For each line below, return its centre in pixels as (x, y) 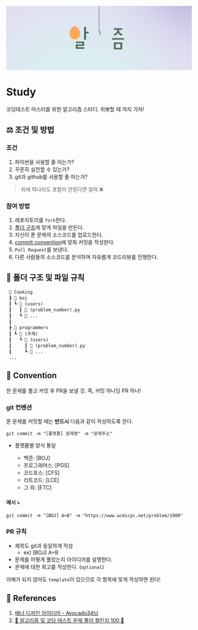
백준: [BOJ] (37, 458)
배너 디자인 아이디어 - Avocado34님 (57, 613)
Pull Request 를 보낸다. (42, 250)
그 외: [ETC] (37, 488)
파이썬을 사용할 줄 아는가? (44, 162)
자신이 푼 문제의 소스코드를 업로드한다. (59, 235)
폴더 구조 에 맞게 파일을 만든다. (49, 228)
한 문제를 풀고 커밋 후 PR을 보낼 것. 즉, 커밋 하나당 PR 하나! (74, 391)
